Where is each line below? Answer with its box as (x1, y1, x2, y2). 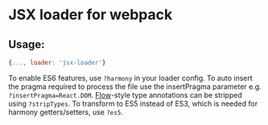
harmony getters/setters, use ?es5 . (8, 107, 123, 117)
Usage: (8, 38, 46, 51)
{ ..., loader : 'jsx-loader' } (8, 58, 106, 67)
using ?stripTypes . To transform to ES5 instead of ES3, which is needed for (8, 99, 258, 108)
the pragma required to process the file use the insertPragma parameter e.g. (8, 82, 262, 91)
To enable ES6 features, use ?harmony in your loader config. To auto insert (8, 73, 254, 83)
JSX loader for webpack (8, 6, 173, 24)
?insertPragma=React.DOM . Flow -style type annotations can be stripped (8, 90, 243, 99)
